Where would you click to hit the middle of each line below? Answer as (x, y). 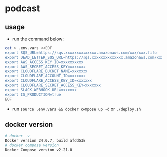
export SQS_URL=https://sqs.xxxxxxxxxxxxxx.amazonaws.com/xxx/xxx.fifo (81, 53)
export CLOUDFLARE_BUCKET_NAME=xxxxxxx (46, 71)
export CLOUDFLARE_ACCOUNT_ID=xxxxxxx (45, 76)
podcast (23, 9)
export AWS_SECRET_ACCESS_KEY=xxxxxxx (45, 67)
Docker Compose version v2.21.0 (39, 150)
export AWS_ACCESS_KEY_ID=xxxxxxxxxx (44, 62)
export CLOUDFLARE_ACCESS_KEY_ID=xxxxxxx (49, 81)
